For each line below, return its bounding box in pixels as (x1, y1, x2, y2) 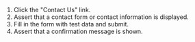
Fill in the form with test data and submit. (13, 20, 129, 28)
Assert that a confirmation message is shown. (13, 27, 143, 35)
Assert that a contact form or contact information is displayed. (13, 13, 190, 21)
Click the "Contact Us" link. (13, 6, 91, 14)
